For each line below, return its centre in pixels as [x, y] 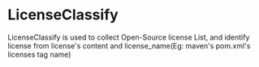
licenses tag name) [39, 54]
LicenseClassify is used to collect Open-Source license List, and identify [129, 37]
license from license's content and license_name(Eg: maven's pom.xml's [129, 45]
